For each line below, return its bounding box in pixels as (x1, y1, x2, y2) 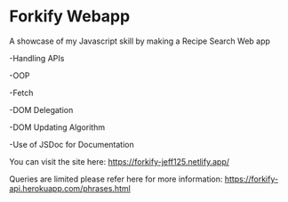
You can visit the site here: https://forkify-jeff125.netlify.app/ (9, 156, 229, 166)
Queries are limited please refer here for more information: (9, 174, 223, 184)
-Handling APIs (9, 53, 65, 63)
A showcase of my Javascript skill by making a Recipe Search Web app (9, 36, 271, 46)
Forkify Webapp (9, 6, 131, 27)
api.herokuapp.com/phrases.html (9, 182, 131, 193)
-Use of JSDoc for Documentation (9, 139, 135, 149)
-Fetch (9, 87, 34, 98)
